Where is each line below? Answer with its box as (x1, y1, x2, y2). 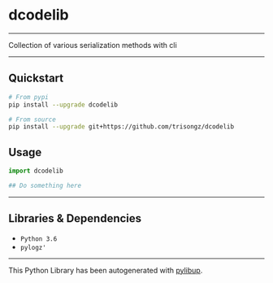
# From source (8, 115, 57, 124)
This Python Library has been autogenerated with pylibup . (8, 265, 203, 275)
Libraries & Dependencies (8, 211, 142, 225)
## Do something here (8, 181, 82, 189)
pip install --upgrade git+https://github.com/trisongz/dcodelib (8, 123, 234, 131)
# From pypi (8, 93, 49, 101)
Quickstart (8, 72, 64, 85)
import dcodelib (8, 167, 63, 176)
